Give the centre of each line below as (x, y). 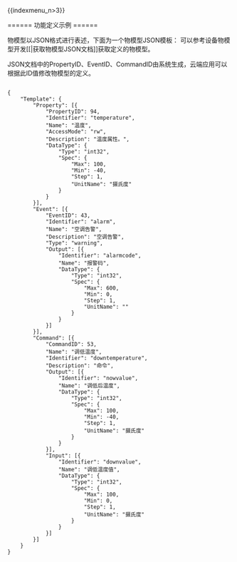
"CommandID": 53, (71, 344)
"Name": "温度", (68, 126)
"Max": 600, (101, 288)
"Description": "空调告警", (85, 237)
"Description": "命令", (79, 366)
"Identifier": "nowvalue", (98, 378)
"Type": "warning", (74, 243)
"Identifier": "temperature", (90, 118)
